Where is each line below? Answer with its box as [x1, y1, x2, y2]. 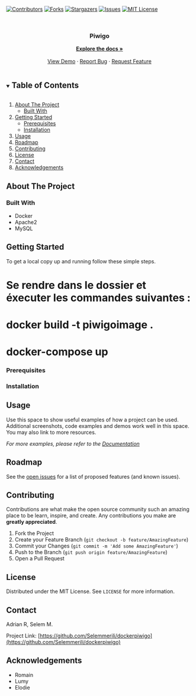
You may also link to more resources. [6, 428, 97, 436]
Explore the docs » [76, 45, 123, 53]
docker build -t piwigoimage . [6, 318, 154, 331]
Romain [14, 671, 34, 678]
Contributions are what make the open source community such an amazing [6, 506, 189, 513]
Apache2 [14, 218, 37, 225]
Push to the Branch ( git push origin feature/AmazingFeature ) [14, 549, 168, 556]
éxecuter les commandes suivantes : [6, 291, 191, 304]
